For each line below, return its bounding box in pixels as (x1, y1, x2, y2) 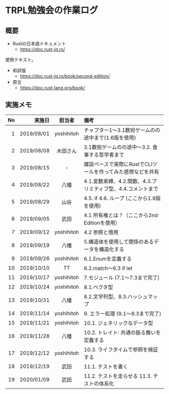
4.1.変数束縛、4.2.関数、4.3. (83, 178, 152, 185)
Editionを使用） (83, 219, 121, 226)
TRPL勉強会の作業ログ (5, 5, 99, 16)
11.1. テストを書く (83, 363, 128, 370)
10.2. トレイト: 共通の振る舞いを (83, 329, 161, 336)
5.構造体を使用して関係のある (83, 238, 154, 245)
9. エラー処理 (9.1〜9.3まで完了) (83, 310, 161, 317)
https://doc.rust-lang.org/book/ (20, 85, 86, 91)
